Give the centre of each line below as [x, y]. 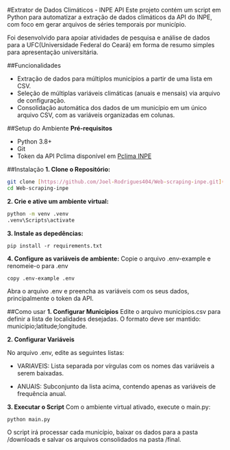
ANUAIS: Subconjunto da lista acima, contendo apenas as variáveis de [116, 386]
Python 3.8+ [35, 142]
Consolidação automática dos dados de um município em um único [112, 108]
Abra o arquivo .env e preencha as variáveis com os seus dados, [98, 291]
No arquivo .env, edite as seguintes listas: [66, 352]
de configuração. [41, 101]
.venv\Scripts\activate [41, 220]
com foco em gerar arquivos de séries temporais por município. [97, 24]
